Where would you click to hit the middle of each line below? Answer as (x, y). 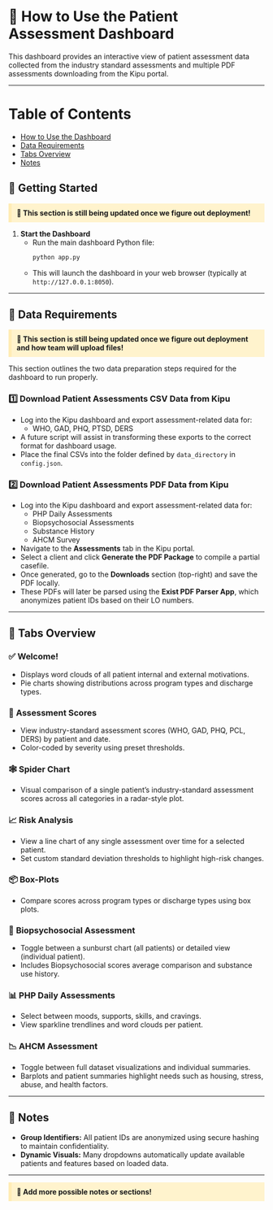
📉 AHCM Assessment (53, 1047)
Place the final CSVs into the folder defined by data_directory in (128, 454)
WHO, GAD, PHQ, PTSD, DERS (83, 428)
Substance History (63, 531)
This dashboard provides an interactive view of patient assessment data (129, 56)
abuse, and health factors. (64, 1084)
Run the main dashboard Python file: (93, 242)
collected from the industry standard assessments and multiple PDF (122, 65)
